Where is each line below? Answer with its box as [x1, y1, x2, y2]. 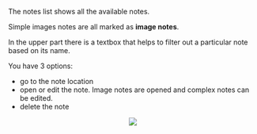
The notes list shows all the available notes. [8, 7, 150, 16]
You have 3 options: [8, 61, 74, 71]
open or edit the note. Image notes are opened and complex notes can [19, 85, 250, 94]
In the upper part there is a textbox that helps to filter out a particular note [8, 37, 248, 47]
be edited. [19, 94, 53, 102]
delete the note [19, 102, 70, 111]
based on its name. [8, 46, 70, 55]
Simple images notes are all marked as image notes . [8, 22, 180, 31]
